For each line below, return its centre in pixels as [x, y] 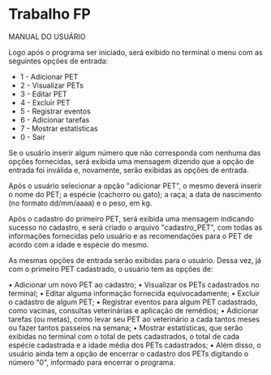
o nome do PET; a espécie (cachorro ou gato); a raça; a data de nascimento [135, 194]
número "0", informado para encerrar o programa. [92, 362]
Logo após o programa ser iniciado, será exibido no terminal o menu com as [135, 52]
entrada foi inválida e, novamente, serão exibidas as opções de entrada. [129, 170]
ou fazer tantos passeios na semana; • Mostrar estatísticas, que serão [126, 328]
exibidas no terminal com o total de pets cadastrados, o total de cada [124, 336]
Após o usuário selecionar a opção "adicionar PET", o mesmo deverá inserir [135, 185]
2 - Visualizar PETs [52, 85]
